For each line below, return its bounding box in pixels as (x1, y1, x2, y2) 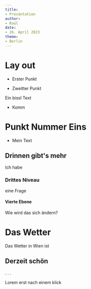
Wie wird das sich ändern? (5, 210, 58, 215)
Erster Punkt (12, 76, 37, 82)
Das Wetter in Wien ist (5, 243, 49, 249)
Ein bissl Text (5, 95, 31, 100)
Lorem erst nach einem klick (5, 279, 61, 285)
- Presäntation (5, 12, 36, 17)
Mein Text (12, 137, 32, 143)
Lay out (5, 59, 35, 71)
